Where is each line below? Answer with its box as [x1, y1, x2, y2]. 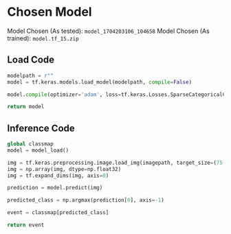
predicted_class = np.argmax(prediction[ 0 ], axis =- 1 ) [7, 197, 165, 204]
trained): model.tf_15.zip [7, 34, 79, 42]
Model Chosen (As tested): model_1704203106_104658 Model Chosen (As [7, 27, 210, 35]
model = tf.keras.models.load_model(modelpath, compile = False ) [7, 78, 192, 86]
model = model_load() [7, 147, 69, 154]
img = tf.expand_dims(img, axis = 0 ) [7, 172, 109, 179]
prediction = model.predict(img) [7, 185, 103, 191]
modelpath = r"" [7, 72, 54, 79]
